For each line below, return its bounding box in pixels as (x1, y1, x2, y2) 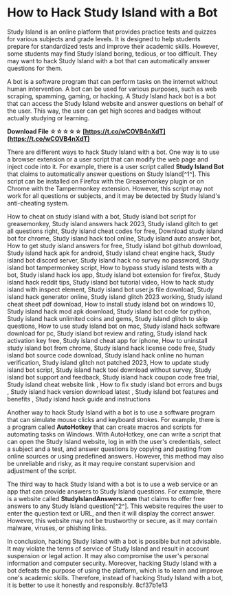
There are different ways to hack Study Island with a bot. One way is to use (7, 148, 220, 156)
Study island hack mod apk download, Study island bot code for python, (7, 307, 212, 316)
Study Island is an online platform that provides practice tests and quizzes (7, 27, 217, 36)
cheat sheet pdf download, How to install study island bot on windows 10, (7, 300, 215, 308)
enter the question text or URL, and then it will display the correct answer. (7, 509, 215, 517)
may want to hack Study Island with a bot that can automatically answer (7, 56, 211, 65)
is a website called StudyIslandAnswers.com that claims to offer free (7, 494, 205, 503)
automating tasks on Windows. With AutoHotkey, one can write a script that (7, 430, 221, 438)
